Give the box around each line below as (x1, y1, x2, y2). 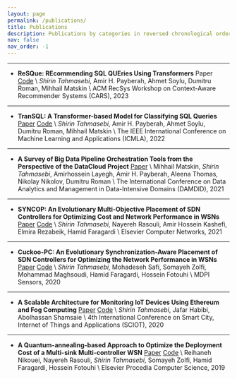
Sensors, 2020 (17, 278, 61, 286)
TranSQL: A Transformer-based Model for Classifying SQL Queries (17, 112, 217, 120)
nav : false (7, 37, 39, 44)
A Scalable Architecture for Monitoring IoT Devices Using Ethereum (17, 298, 220, 306)
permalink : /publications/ (7, 17, 87, 24)
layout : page (7, 10, 46, 18)
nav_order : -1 (7, 43, 49, 50)
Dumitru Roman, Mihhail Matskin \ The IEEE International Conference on (17, 127, 226, 135)
